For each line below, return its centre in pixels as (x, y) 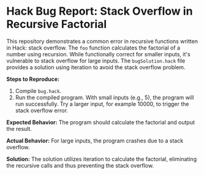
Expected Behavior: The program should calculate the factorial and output (100, 122)
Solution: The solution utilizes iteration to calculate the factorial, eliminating (102, 159)
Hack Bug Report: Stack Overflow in (100, 11)
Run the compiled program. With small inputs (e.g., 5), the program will (104, 97)
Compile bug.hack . (38, 91)
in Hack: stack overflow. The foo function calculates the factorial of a (93, 48)
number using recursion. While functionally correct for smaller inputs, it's (99, 54)
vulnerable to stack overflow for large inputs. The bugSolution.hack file (96, 61)
